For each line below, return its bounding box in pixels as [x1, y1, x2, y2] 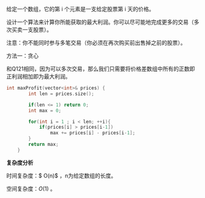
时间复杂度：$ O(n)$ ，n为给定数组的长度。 [6, 172, 117, 179]
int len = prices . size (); [28, 91, 95, 97]
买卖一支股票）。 [11, 26, 52, 33]
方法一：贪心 [6, 52, 39, 59]
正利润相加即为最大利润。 [6, 73, 71, 80]
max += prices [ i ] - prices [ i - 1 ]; [50, 130, 136, 136]
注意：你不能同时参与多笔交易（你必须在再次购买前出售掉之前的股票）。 [6, 39, 186, 46]
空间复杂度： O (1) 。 [6, 185, 56, 192]
